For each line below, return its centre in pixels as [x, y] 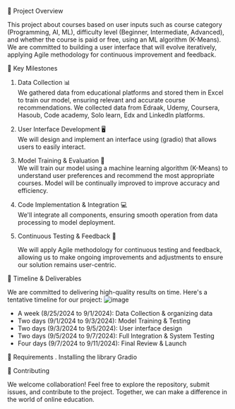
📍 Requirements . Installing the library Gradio [72, 357]
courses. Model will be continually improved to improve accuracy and [119, 183]
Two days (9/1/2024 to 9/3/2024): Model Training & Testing [104, 321]
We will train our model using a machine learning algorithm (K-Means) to [122, 168]
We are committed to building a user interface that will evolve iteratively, [112, 47]
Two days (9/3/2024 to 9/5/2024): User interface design [100, 328]
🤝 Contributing [29, 371]
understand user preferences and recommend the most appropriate [116, 176]
